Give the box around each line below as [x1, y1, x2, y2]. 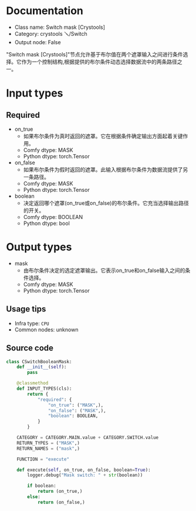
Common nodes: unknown [14, 326, 79, 333]
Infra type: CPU [14, 320, 49, 327]
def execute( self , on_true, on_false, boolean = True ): [16, 467, 151, 473]
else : [27, 494, 41, 500]
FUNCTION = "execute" [16, 456, 69, 462]
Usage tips [6, 304, 46, 314]
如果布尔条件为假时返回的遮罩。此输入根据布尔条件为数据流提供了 [23, 166, 183, 173]
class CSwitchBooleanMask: [6, 359, 72, 364]
